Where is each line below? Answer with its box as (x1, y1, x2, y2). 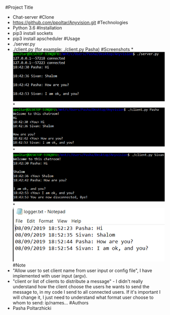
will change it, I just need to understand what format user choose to (12, 294, 154, 300)
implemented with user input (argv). (12, 273, 88, 279)
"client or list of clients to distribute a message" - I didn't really (12, 278, 143, 284)
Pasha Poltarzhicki (12, 305, 52, 311)
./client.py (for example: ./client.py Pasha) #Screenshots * (12, 47, 134, 52)
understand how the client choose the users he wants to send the (12, 283, 150, 290)
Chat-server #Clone (12, 14, 55, 20)
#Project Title (5, 5, 33, 10)
